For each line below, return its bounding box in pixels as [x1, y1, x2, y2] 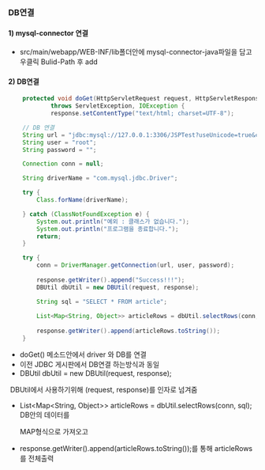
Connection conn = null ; [22, 160, 104, 168]
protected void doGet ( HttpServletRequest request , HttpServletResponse [22, 95, 263, 103]
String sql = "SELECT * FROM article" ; [36, 298, 168, 305]
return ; [36, 232, 62, 241]
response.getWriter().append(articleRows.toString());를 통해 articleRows [19, 443, 253, 453]
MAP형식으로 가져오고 [19, 426, 89, 436]
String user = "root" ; [22, 138, 97, 146]
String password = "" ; [22, 146, 97, 154]
